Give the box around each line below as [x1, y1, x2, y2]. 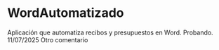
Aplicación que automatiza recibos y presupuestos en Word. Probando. [7, 28, 213, 37]
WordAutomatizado [7, 5, 124, 21]
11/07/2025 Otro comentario [7, 35, 88, 44]
